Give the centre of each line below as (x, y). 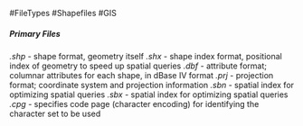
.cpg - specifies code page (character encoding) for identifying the (134, 103)
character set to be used (55, 113)
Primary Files (35, 33)
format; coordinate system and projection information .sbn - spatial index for (152, 85)
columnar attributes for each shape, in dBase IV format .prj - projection (142, 75)
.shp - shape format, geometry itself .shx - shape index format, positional (146, 56)
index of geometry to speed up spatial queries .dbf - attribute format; (138, 66)
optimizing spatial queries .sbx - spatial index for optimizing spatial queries (149, 94)
